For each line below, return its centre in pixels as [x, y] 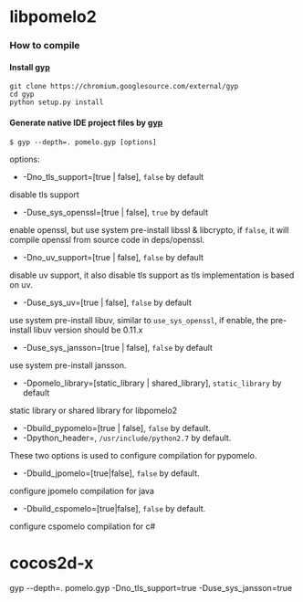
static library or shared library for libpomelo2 [94, 410]
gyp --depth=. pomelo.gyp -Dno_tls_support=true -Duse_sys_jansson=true [151, 588]
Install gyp [30, 67]
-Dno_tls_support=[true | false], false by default [113, 176]
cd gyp [22, 95]
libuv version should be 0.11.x [88, 330]
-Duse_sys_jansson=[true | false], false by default [117, 347]
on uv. [21, 284]
